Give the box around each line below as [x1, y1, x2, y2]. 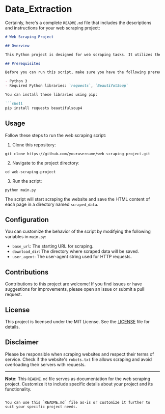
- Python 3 [5, 79, 27, 84]
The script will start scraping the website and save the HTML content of [5, 196, 150, 202]
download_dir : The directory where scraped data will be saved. [12, 248, 139, 254]
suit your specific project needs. [5, 404, 78, 409]
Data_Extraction [5, 3, 72, 15]
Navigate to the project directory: [12, 160, 80, 166]
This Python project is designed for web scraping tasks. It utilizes [5, 52, 153, 57]
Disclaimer [5, 338, 39, 347]
